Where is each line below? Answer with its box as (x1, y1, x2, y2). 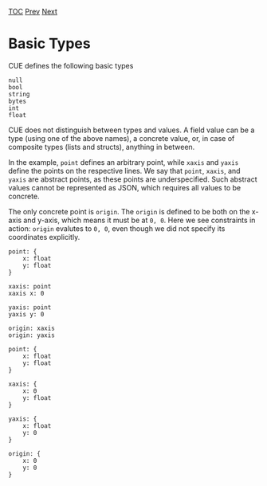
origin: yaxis (8, 331, 56, 339)
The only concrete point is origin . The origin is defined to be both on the (8, 206, 250, 216)
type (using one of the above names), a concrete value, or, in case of (8, 133, 235, 143)
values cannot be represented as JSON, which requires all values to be (8, 182, 241, 192)
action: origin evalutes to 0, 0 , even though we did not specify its (8, 223, 226, 233)
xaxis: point (8, 282, 52, 290)
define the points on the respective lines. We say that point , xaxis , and (8, 166, 241, 175)
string (8, 90, 30, 98)
